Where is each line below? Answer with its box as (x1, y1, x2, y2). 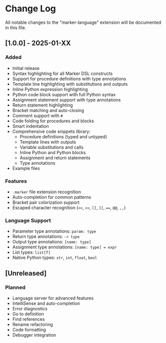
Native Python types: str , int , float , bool (12, 255, 98, 261)
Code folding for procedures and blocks (12, 117, 94, 124)
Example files (12, 165, 40, 171)
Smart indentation (12, 123, 49, 129)
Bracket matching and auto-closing (12, 107, 84, 113)
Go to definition (12, 311, 44, 317)
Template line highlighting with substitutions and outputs (12, 81, 128, 87)
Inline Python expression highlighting (12, 86, 88, 92)
